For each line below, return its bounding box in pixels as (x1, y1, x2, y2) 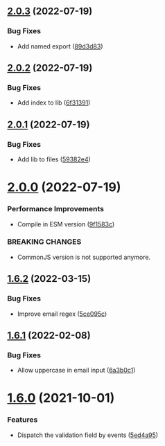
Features (7, 415, 38, 425)
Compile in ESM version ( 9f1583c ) (17, 220, 115, 228)
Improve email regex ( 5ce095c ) (17, 310, 107, 318)
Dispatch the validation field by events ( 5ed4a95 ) (17, 431, 158, 439)
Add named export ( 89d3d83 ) (17, 42, 103, 51)
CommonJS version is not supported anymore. (17, 253, 151, 261)
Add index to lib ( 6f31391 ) (17, 98, 91, 107)
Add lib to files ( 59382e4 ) (17, 155, 92, 163)
